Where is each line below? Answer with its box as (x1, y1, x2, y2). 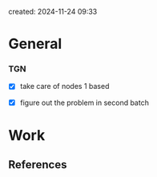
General (8, 35, 62, 53)
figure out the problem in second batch (19, 98, 150, 107)
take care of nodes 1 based (19, 82, 110, 91)
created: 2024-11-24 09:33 (8, 7, 98, 16)
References (8, 158, 67, 171)
